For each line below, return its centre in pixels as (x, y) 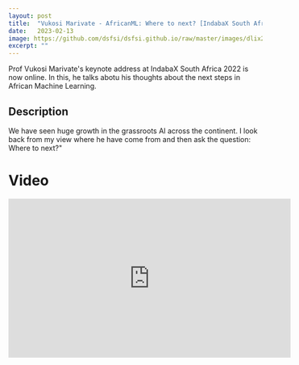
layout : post (30, 16)
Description (38, 111)
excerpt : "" (28, 46)
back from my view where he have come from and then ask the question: (130, 139)
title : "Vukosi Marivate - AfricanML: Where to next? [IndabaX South (129, 23)
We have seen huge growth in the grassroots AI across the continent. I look (133, 131)
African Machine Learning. (52, 86)
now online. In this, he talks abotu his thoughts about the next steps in (125, 78)
